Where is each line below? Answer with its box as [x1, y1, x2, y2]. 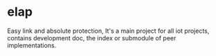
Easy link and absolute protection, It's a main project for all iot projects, [7, 27, 210, 35]
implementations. [7, 41, 57, 49]
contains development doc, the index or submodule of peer [7, 33, 177, 42]
